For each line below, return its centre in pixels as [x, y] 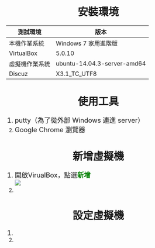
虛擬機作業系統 [30, 64]
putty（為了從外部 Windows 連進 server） [79, 120]
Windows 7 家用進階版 [87, 43]
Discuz [18, 74]
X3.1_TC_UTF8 [76, 74]
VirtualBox [23, 53]
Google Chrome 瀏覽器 [50, 130]
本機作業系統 [27, 43]
